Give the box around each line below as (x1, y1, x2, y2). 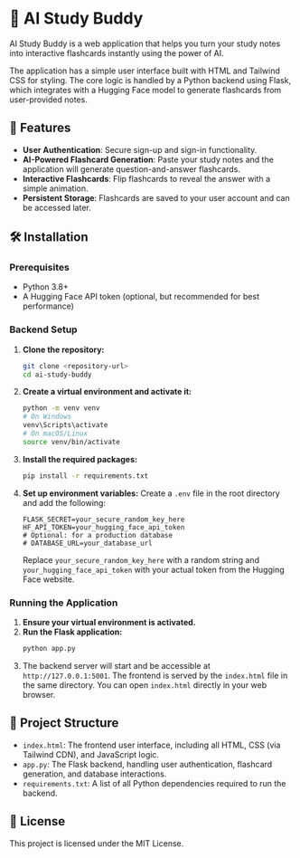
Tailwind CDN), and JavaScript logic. (22, 748, 160, 759)
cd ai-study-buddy (22, 370, 92, 379)
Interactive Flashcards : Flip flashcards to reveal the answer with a (22, 173, 271, 184)
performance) (22, 300, 75, 311)
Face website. (22, 574, 75, 585)
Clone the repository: (22, 344, 105, 355)
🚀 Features (9, 120, 71, 136)
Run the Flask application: (22, 626, 123, 637)
